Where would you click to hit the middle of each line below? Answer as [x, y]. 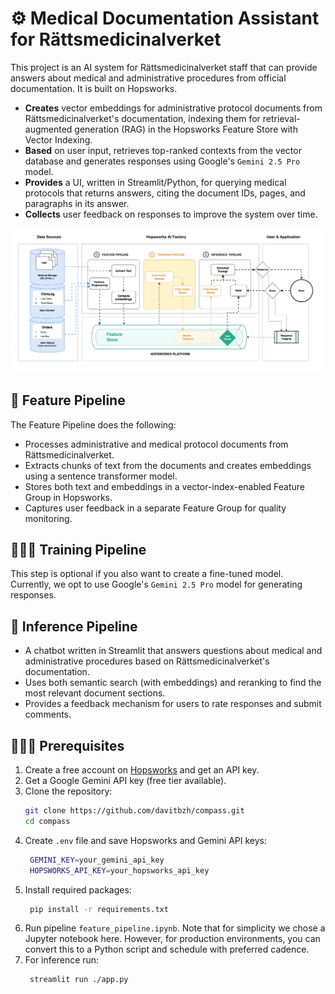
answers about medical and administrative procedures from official [148, 78]
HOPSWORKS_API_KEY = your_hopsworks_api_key [119, 870]
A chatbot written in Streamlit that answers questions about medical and [173, 651]
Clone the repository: [68, 791]
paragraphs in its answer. [77, 203]
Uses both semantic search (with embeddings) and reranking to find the [173, 683]
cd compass [47, 821]
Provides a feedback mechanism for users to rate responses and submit [173, 704]
